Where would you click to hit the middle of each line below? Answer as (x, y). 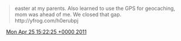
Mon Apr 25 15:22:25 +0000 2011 (46, 32)
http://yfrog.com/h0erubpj (46, 20)
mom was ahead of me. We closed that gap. (68, 14)
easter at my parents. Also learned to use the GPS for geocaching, (95, 8)
